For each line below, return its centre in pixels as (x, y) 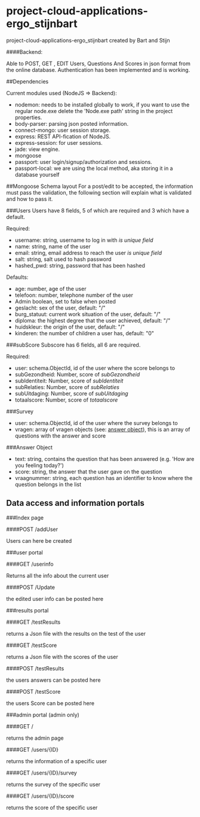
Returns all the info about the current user (58, 575)
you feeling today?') (39, 465)
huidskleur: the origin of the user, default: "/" (70, 327)
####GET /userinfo (30, 564)
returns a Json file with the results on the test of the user (76, 633)
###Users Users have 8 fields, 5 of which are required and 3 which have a (98, 210)
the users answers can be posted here (53, 680)
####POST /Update (31, 587)
